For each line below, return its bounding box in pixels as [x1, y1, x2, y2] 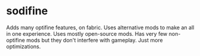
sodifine [6, 4, 48, 18]
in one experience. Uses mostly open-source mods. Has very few [6, 30, 168, 37]
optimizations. [6, 43, 41, 50]
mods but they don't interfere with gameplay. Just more [26, 36, 163, 43]
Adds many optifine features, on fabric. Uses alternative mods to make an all [6, 24, 195, 31]
